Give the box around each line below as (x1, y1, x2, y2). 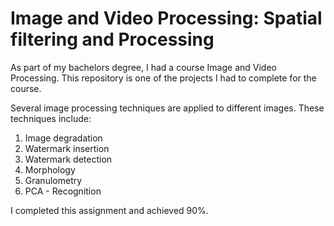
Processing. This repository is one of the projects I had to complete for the (10, 72, 317, 84)
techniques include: (10, 112, 92, 124)
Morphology (24, 163, 76, 176)
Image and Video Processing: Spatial (10, 7, 323, 30)
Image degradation (24, 132, 103, 144)
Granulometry (24, 174, 83, 186)
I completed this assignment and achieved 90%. (10, 204, 209, 216)
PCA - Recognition (24, 185, 102, 197)
